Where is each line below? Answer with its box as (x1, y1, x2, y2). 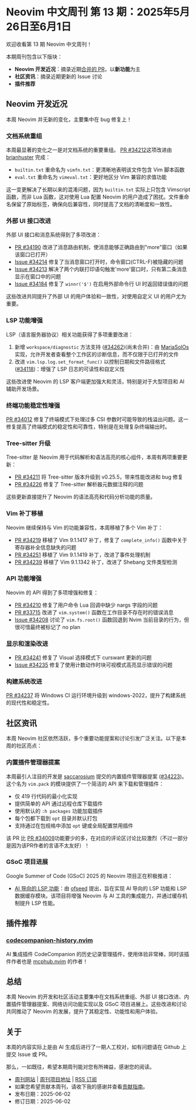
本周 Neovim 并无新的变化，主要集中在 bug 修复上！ (6, 116, 132, 123)
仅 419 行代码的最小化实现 (14, 792, 78, 799)
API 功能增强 (6, 574, 42, 583)
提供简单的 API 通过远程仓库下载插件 (14, 800, 104, 807)
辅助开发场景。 (6, 385, 42, 392)
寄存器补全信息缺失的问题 (14, 544, 77, 551)
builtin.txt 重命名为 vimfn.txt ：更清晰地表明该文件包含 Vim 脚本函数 (14, 166, 185, 173)
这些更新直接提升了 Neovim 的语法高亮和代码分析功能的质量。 (6, 493, 156, 500)
